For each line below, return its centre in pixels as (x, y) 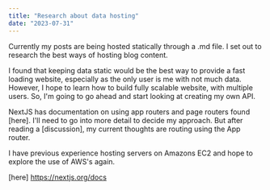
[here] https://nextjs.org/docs (58, 177)
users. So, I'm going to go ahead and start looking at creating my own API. (132, 96)
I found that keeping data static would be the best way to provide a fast (127, 70)
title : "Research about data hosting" (74, 16)
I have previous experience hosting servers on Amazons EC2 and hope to (131, 153)
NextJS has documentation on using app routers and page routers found (129, 112)
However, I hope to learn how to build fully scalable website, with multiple (131, 87)
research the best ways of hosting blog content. (88, 55)
